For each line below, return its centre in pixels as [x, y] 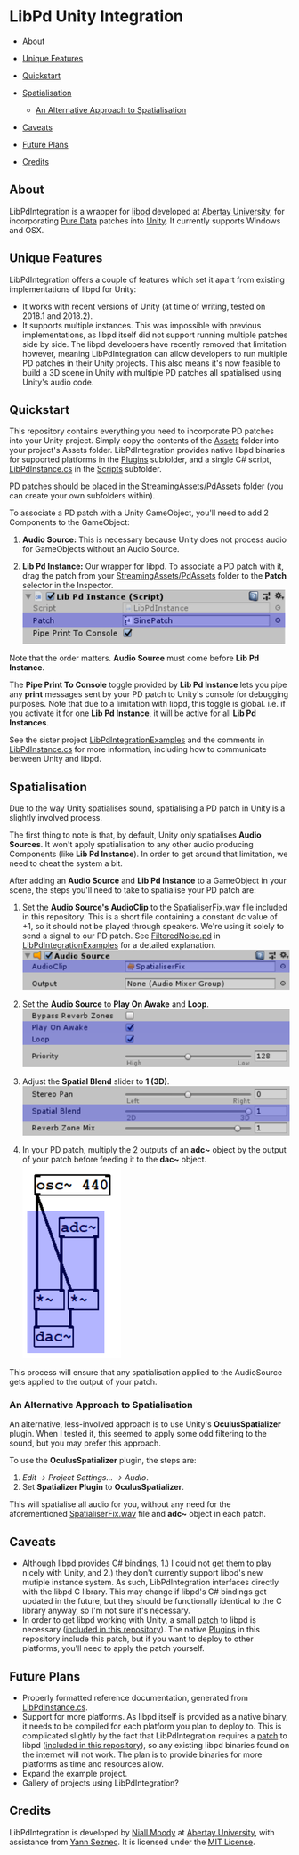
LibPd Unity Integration [97, 16]
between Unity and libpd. [56, 759]
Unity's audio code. [58, 382]
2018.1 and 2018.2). [57, 316]
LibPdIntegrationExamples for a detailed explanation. [119, 945]
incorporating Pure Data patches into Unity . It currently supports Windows [145, 221]
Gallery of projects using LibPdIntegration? [101, 1783]
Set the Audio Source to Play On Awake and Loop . [115, 1004]
